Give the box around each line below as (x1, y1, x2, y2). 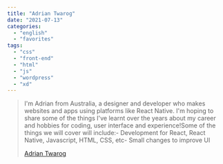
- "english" (13, 29, 48, 37)
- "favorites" (13, 36, 54, 43)
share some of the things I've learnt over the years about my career (23, 114, 216, 123)
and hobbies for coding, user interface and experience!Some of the (23, 121, 216, 130)
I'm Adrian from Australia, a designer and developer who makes (23, 99, 206, 107)
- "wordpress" (13, 74, 54, 81)
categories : (7, 23, 41, 30)
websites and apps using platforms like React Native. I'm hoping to (23, 107, 214, 115)
